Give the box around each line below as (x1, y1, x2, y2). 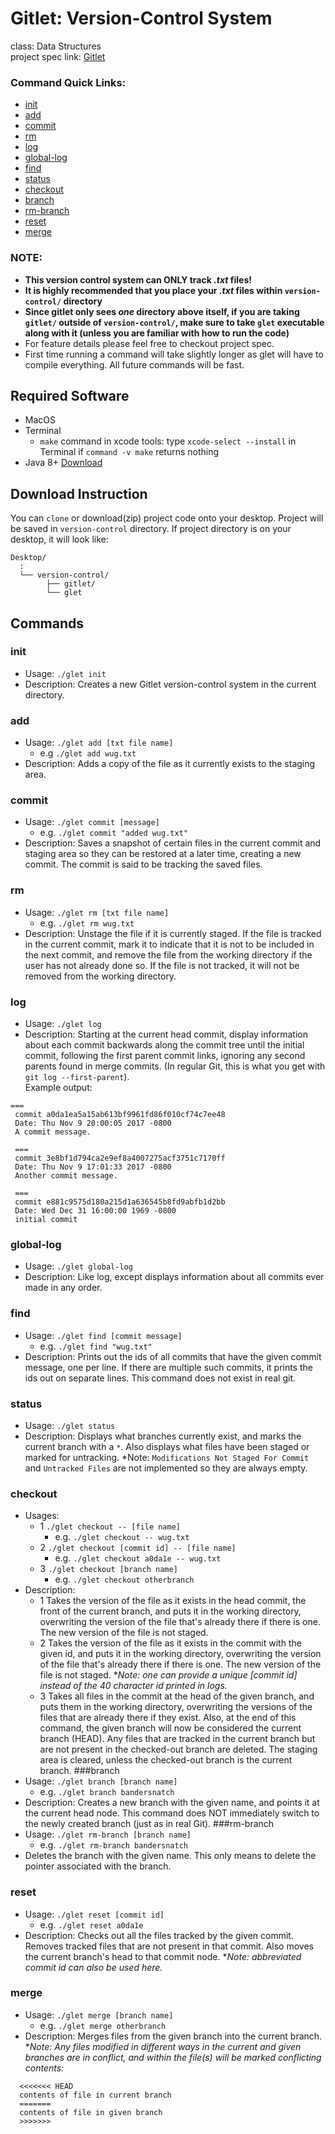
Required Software (10, 387, 130, 404)
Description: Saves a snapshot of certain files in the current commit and (24, 837, 322, 849)
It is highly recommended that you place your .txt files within (24, 284, 283, 296)
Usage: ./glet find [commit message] (24, 1329, 183, 1341)
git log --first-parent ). (24, 1071, 130, 1083)
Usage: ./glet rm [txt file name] (24, 906, 170, 918)
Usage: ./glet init (24, 667, 107, 679)
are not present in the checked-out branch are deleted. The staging (39, 1743, 318, 1756)
